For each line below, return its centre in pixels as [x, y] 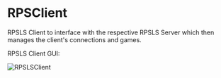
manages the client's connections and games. [74, 39]
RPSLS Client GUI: [34, 53]
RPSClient [38, 13]
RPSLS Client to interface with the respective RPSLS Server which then [111, 32]
